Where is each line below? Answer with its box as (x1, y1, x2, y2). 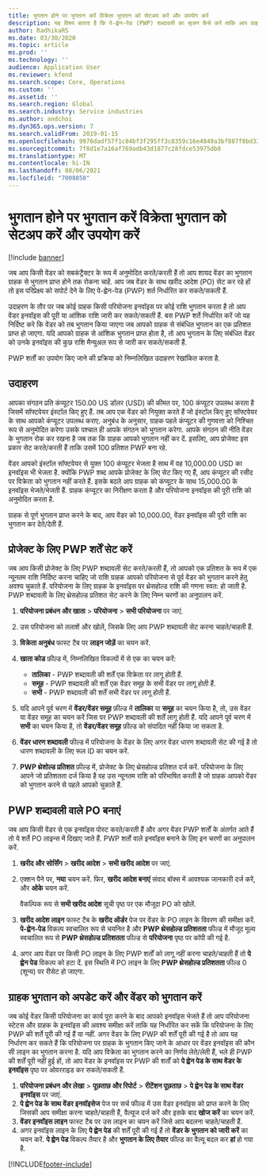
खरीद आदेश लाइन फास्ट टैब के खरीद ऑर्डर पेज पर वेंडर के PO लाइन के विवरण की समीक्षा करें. (19, 915, 256, 925)
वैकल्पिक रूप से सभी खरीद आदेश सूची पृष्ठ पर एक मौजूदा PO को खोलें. (19, 899, 196, 909)
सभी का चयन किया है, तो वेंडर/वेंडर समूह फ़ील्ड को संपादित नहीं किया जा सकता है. (19, 721, 224, 731)
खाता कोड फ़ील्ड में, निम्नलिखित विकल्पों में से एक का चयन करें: (19, 654, 177, 663)
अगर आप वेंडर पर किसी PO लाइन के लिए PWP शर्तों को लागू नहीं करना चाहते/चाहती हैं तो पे (19, 949, 252, 958)
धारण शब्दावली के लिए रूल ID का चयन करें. (19, 746, 130, 756)
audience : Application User (8, 64, 101, 72)
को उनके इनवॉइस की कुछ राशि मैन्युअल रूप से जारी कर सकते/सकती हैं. (8, 337, 188, 346)
